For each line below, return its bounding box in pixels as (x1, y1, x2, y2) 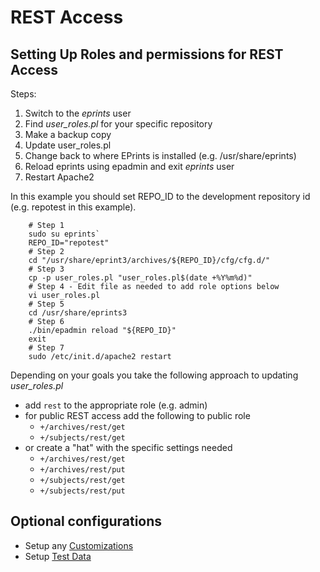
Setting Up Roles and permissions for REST (10, 46, 284, 63)
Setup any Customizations (24, 539, 134, 551)
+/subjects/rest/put (39, 486, 126, 496)
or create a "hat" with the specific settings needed (24, 442, 233, 453)
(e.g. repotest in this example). (10, 201, 137, 213)
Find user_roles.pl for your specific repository (24, 118, 213, 130)
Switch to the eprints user (24, 107, 132, 119)
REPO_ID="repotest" (28, 238, 110, 248)
